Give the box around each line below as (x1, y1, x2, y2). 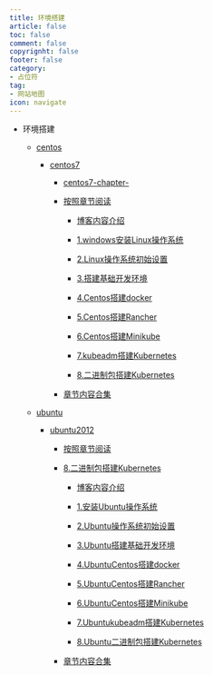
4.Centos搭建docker (76, 293, 152, 303)
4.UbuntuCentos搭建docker (76, 560, 180, 571)
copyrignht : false (9, 47, 79, 56)
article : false (9, 22, 67, 31)
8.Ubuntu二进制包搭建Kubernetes (76, 637, 202, 648)
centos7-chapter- (63, 177, 130, 188)
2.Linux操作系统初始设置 (76, 253, 169, 264)
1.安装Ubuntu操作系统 (76, 501, 159, 512)
